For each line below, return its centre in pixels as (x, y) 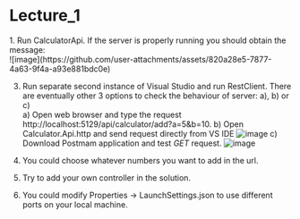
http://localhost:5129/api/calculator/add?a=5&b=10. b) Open (133, 124)
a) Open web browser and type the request (102, 114)
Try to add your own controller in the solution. (106, 177)
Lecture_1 (45, 16)
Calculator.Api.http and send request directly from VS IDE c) (150, 133)
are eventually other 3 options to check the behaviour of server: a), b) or (155, 96)
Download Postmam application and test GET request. (122, 143)
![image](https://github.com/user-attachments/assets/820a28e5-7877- (141, 59)
